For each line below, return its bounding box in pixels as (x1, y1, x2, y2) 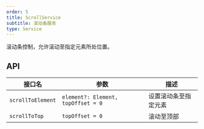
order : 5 (6, 8, 29, 15)
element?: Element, (61, 94, 118, 101)
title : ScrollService (6, 15, 61, 21)
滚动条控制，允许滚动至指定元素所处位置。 (6, 43, 113, 50)
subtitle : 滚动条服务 (6, 20, 56, 26)
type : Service (6, 25, 42, 32)
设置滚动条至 (148, 92, 185, 101)
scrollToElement (9, 97, 56, 104)
